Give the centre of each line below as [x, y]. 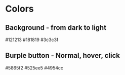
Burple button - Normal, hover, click [63, 55]
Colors [19, 9]
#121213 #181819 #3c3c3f [32, 40]
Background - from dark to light [56, 28]
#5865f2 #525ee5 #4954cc [34, 68]
